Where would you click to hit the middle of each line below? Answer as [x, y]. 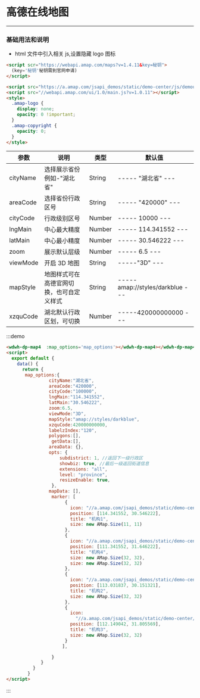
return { [33, 369]
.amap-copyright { [35, 126]
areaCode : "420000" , [73, 386]
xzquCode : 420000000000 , [78, 425]
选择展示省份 [62, 169]
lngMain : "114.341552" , [77, 397]
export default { [33, 359]
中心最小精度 [62, 241]
